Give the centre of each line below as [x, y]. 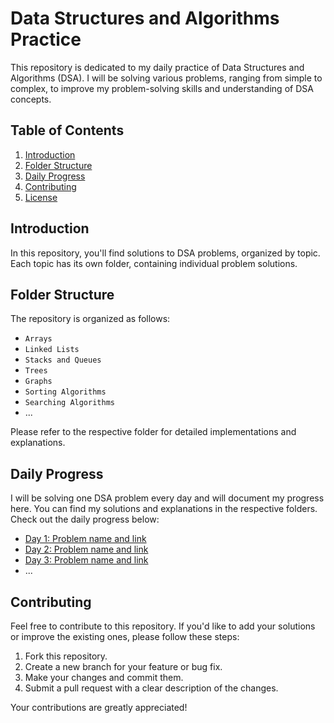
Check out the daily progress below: [85, 519]
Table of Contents [67, 130]
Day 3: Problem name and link [86, 560]
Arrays [38, 339]
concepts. [31, 99]
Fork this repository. [66, 656]
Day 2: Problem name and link [86, 549]
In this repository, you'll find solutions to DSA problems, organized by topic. [165, 253]
